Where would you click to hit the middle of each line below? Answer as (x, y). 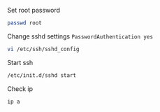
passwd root (24, 23)
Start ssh (20, 62)
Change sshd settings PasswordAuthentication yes (80, 36)
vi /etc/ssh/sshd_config (43, 49)
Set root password (34, 10)
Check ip (20, 89)
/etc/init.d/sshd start (42, 75)
